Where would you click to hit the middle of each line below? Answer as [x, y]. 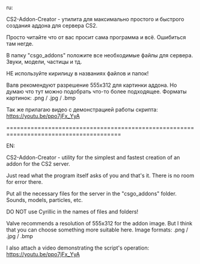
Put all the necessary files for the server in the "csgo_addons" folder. [92, 193]
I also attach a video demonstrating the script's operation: [78, 248]
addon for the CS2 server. [38, 164]
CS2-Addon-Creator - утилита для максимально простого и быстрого [95, 19]
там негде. [20, 44]
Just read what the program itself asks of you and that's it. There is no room [100, 175]
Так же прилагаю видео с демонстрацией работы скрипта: [82, 109]
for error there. [25, 182]
